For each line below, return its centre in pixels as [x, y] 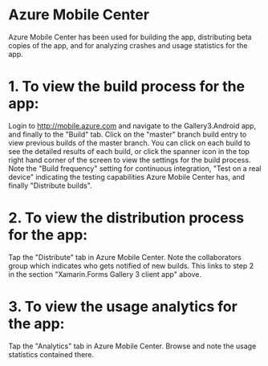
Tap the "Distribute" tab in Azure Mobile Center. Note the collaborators [125, 257]
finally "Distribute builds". [50, 185]
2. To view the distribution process [126, 218]
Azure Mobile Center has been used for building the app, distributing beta [130, 37]
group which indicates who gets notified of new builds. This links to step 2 [131, 266]
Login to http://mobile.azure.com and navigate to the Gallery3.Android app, [132, 125]
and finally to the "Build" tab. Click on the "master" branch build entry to [128, 134]
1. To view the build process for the [127, 87]
